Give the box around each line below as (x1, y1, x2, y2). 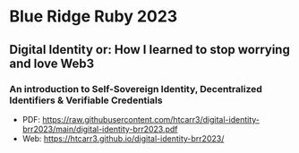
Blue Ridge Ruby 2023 (9, 6, 178, 27)
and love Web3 (9, 55, 95, 71)
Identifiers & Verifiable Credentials (9, 94, 163, 106)
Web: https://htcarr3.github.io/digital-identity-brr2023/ (21, 132, 225, 144)
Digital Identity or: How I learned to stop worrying (9, 42, 291, 57)
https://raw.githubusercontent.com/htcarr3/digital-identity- (42, 114, 261, 124)
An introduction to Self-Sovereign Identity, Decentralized (9, 82, 262, 95)
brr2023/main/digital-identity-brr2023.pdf (21, 123, 178, 134)
